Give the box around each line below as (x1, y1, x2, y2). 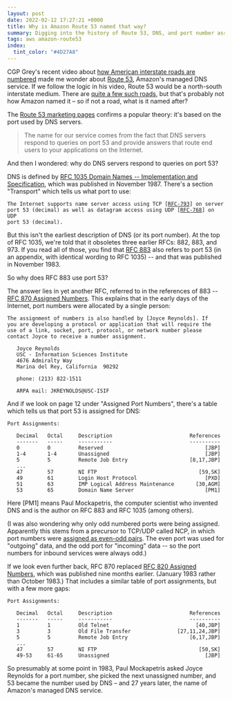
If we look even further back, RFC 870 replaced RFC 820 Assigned (7, 562, 197, 570)
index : (7, 42, 26, 49)
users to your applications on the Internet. (23, 146, 144, 154)
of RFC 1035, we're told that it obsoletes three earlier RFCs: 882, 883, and (7, 238, 217, 246)
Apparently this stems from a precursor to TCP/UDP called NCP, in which (7, 526, 215, 535)
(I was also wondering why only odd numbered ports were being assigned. (7, 519, 220, 528)
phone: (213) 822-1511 (16, 375, 81, 382)
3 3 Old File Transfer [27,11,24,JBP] (16, 628, 221, 635)
